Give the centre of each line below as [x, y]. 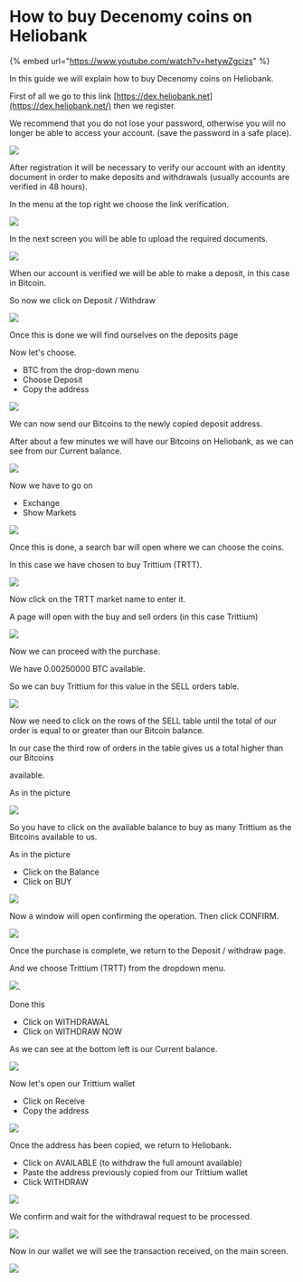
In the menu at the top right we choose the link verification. [119, 204]
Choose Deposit [52, 379]
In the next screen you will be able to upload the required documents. [139, 238]
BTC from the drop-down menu [81, 369]
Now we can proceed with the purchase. [85, 651]
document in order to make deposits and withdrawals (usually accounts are [150, 177]
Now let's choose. [43, 352]
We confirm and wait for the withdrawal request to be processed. [131, 1216]
